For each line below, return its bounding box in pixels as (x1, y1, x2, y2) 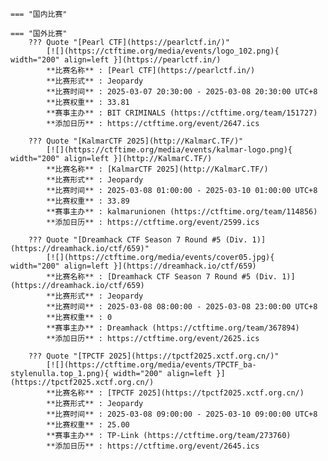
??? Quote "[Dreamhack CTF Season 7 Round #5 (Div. (28, 235, 248, 245)
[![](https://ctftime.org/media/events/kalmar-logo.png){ (46, 145, 293, 155)
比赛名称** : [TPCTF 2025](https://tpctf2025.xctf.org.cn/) (54, 388, 305, 398)
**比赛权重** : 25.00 (46, 420, 130, 430)
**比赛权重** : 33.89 (46, 196, 130, 206)
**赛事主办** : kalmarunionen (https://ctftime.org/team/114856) (46, 207, 318, 217)
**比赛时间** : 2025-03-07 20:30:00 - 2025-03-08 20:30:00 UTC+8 (46, 87, 318, 97)
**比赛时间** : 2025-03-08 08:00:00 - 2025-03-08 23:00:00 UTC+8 (46, 302, 318, 312)
